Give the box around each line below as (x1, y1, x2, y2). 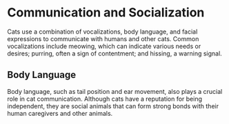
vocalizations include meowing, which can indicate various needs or (7, 42, 201, 50)
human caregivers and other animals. (7, 109, 113, 117)
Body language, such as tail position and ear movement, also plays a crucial (7, 87, 223, 95)
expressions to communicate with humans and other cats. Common (7, 34, 199, 42)
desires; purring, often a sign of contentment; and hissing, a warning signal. (7, 49, 222, 58)
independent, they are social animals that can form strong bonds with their (7, 101, 219, 110)
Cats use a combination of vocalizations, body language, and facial (7, 27, 198, 36)
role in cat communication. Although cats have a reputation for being (7, 95, 202, 103)
